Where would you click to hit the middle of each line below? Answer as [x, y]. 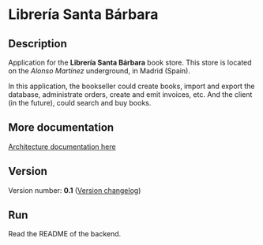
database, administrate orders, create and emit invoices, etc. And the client [130, 95]
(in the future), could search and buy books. [80, 103]
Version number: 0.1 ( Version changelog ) [75, 190]
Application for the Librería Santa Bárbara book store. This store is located [130, 62]
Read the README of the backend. [65, 234]
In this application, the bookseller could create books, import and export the [131, 86]
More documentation [61, 128]
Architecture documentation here [62, 147]
